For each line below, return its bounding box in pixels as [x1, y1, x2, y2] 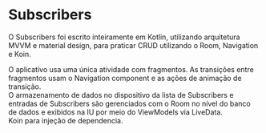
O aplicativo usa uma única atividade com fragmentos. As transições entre [8, 64, 254, 74]
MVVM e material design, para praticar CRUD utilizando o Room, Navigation [8, 40, 259, 50]
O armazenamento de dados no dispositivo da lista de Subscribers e [8, 90, 234, 99]
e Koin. [8, 49, 32, 58]
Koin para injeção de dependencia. [8, 115, 123, 125]
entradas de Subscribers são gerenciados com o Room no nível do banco [8, 99, 251, 108]
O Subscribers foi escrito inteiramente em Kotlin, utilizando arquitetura [8, 32, 240, 42]
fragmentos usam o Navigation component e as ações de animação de [8, 73, 242, 83]
